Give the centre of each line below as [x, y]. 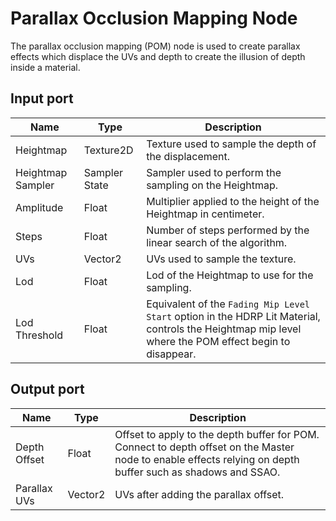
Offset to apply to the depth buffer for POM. [217, 434]
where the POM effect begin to [218, 341]
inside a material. [45, 67]
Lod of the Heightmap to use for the [230, 275]
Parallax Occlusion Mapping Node [154, 18]
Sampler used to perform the [214, 172]
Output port [47, 389]
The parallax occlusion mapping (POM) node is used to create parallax [155, 46]
